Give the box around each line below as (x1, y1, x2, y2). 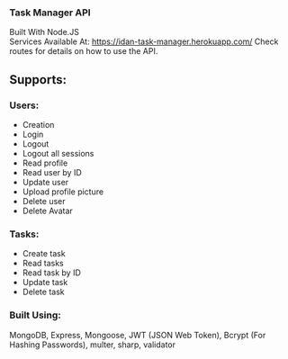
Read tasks (22, 258, 65, 269)
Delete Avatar (22, 205, 74, 216)
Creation (22, 119, 55, 130)
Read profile (22, 157, 68, 168)
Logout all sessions (22, 148, 94, 158)
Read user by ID (22, 166, 83, 177)
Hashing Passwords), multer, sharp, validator (9, 339, 176, 350)
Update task (22, 277, 68, 288)
